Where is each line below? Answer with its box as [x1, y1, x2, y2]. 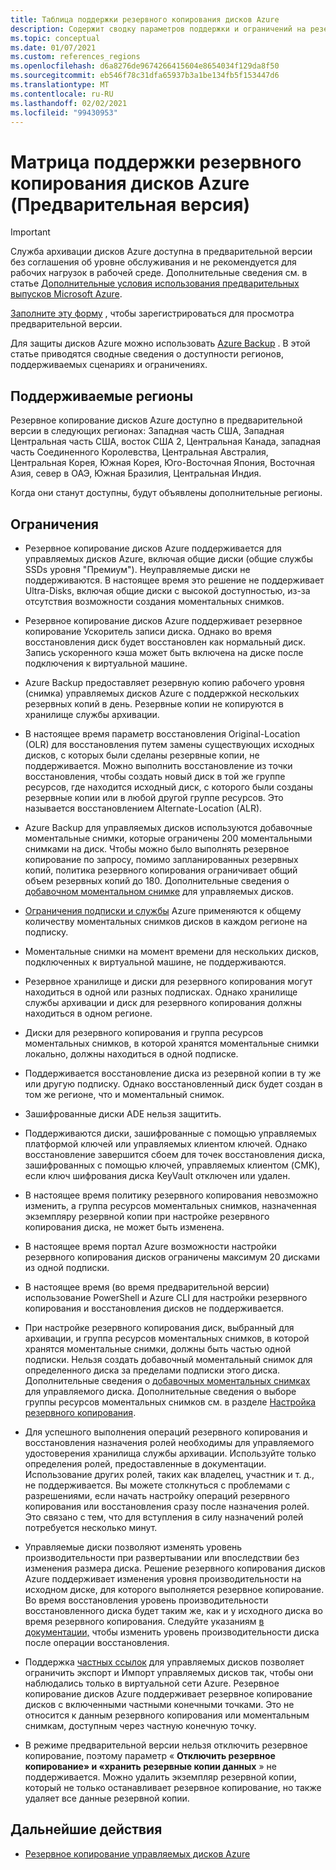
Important [10, 226, 51, 238]
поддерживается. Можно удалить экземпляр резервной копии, [24, 1771, 297, 1783]
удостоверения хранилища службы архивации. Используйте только [24, 1447, 317, 1459]
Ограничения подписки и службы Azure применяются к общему [24, 904, 302, 916]
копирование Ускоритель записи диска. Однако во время [24, 625, 273, 637]
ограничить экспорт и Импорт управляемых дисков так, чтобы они [24, 1666, 314, 1678]
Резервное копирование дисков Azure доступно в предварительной [10, 414, 303, 426]
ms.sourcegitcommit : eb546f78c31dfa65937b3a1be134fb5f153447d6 [10, 71, 280, 81]
